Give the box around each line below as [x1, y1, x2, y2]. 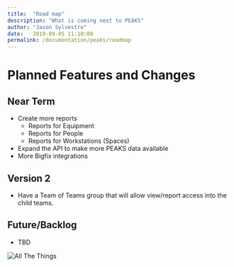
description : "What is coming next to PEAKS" [7, 17, 144, 24]
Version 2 [7, 172, 51, 184]
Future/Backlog [7, 219, 77, 231]
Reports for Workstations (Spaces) [28, 137, 130, 145]
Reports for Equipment [28, 122, 94, 130]
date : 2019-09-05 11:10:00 [7, 30, 94, 38]
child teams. [17, 198, 54, 207]
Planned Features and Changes [7, 67, 196, 84]
